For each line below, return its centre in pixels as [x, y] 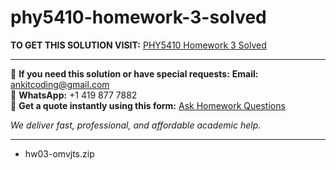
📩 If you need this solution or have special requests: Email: [134, 73]
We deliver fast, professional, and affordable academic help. [136, 125]
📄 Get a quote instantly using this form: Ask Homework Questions [148, 105]
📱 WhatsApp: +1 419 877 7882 [74, 95]
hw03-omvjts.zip [59, 153]
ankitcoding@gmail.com [60, 84]
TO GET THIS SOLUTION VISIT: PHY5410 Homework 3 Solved [138, 45]
